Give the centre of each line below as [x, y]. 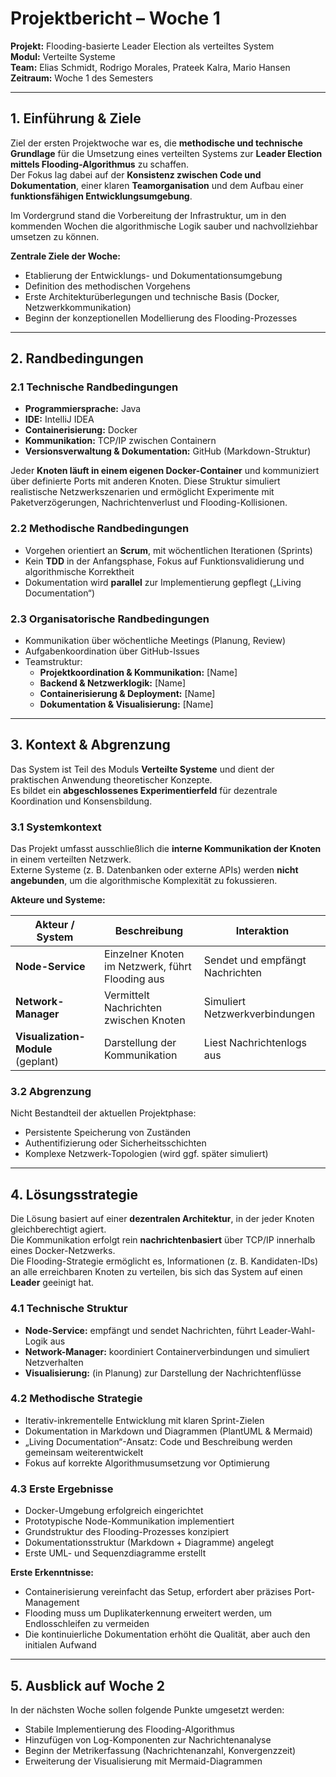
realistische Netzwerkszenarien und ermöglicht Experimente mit [142, 492]
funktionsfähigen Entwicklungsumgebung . [101, 196]
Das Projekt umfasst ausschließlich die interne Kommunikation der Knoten [166, 849]
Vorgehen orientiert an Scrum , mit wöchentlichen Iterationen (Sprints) [168, 550]
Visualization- [50, 1037]
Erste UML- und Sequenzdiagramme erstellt [115, 1553]
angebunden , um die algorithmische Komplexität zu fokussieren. [144, 881]
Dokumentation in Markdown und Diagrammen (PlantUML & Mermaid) [168, 1431]
